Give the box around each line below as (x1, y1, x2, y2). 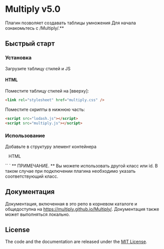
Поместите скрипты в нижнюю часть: (5, 106, 85, 112)
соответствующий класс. (5, 173, 58, 179)
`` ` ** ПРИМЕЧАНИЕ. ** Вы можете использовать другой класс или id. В (5, 162, 158, 169)
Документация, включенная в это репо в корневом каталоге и (5, 200, 137, 206)
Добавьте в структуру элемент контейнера (5, 144, 97, 149)
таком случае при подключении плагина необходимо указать (5, 168, 136, 174)
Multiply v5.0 (5, 3, 61, 15)
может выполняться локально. (5, 211, 70, 217)
